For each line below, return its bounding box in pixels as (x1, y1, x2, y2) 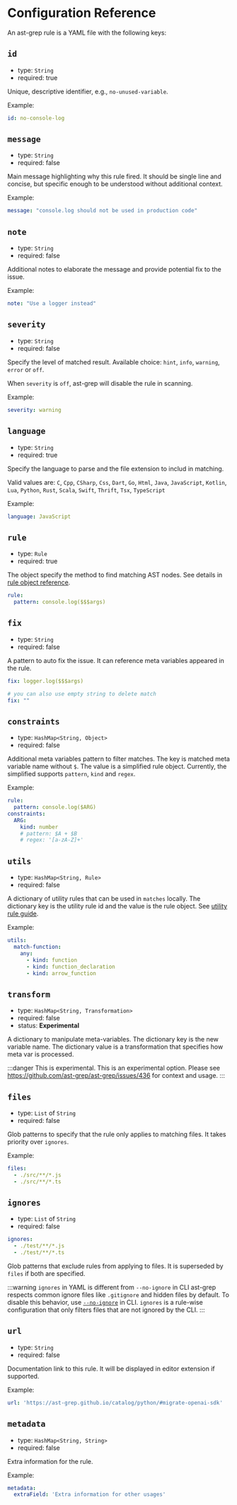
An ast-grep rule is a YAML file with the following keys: (7, 28, 167, 37)
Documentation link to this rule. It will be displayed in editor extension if (7, 1364, 215, 1373)
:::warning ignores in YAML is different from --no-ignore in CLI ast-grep (7, 1283, 216, 1292)
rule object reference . (7, 578, 71, 587)
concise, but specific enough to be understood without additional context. (7, 180, 223, 188)
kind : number (20, 823, 59, 831)
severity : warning (7, 406, 62, 413)
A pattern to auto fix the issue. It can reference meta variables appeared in (7, 656, 225, 664)
